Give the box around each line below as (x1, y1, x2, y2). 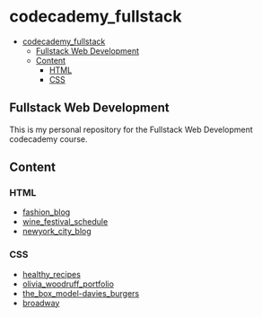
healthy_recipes (22, 269, 81, 279)
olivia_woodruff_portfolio (22, 278, 115, 289)
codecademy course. (9, 133, 88, 145)
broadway (22, 297, 60, 308)
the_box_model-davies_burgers (22, 287, 140, 298)
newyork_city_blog (22, 226, 92, 237)
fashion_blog (22, 207, 71, 217)
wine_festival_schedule (22, 216, 109, 227)
